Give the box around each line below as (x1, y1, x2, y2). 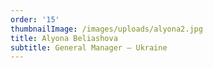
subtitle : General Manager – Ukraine (10, 42, 168, 53)
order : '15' (10, 14, 60, 25)
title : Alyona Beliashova (10, 33, 118, 43)
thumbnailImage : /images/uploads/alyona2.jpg (10, 24, 203, 34)
